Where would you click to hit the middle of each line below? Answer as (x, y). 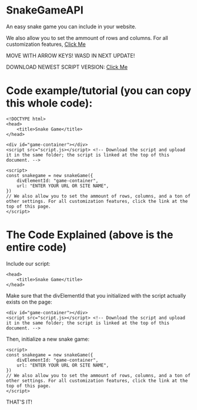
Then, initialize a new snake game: (48, 339)
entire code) (36, 247)
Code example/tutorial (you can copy (99, 91)
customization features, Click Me (46, 44)
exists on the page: (29, 302)
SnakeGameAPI (45, 10)
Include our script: (28, 264)
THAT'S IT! (19, 402)
